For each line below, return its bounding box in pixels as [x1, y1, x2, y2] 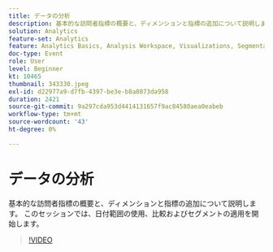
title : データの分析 [8, 11, 71, 20]
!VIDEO [28, 235, 53, 245]
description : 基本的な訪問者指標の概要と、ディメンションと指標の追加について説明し [8, 20, 261, 28]
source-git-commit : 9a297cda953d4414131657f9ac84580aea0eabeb [8, 102, 223, 111]
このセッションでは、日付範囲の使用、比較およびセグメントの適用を [24, 208, 252, 218]
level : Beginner [8, 65, 63, 73]
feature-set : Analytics [8, 34, 89, 43]
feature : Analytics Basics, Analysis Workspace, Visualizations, [8, 42, 234, 50]
